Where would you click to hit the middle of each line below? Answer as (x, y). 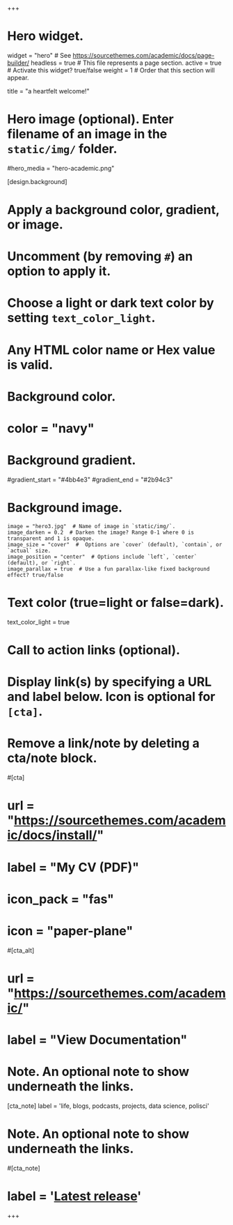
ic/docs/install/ (52, 835)
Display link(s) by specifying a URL (110, 682)
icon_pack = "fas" (61, 899)
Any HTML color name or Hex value (111, 350)
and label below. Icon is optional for (111, 697)
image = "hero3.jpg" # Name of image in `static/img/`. (91, 526)
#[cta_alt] (21, 950)
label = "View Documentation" (97, 1040)
